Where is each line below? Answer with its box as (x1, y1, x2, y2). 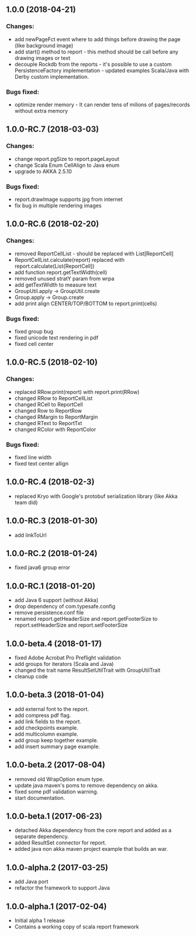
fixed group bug (14, 328, 54, 335)
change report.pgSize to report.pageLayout (14, 155, 120, 162)
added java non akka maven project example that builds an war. (14, 846, 169, 853)
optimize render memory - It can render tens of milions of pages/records (14, 101, 190, 108)
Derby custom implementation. (14, 73, 90, 80)
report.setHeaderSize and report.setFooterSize (14, 622, 128, 629)
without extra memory (14, 107, 68, 114)
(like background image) (14, 42, 74, 49)
